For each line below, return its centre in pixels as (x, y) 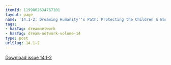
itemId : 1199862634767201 (33, 10)
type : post (17, 39)
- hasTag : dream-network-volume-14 (43, 34)
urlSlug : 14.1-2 (22, 43)
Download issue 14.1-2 (29, 57)
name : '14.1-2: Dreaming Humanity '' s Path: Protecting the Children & (82, 19)
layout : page (19, 15)
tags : (11, 24)
